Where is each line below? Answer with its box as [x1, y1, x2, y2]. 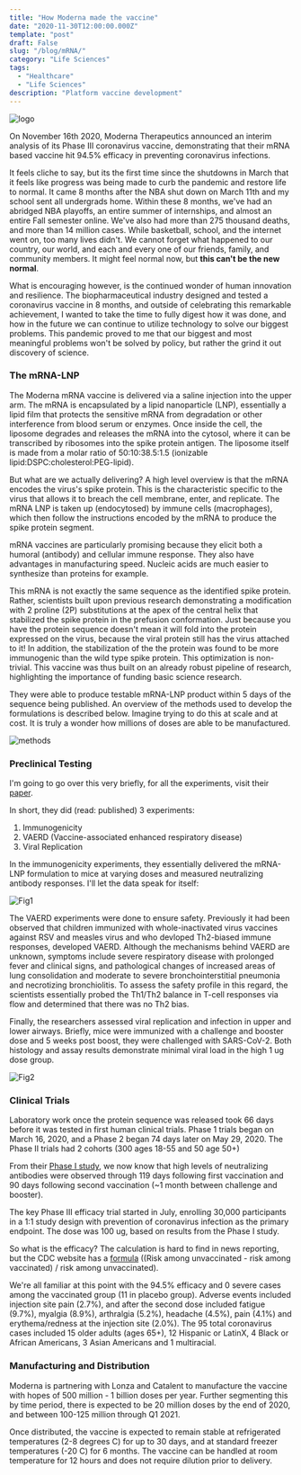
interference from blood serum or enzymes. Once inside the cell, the [9, 418, 263, 429]
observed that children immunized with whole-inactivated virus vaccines [9, 923, 279, 934]
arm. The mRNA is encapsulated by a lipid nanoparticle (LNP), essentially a [9, 399, 287, 410]
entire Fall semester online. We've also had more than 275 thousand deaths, [9, 215, 290, 226]
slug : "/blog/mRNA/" [9, 47, 87, 56]
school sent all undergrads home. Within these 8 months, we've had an [9, 195, 272, 207]
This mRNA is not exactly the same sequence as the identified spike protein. [9, 586, 291, 596]
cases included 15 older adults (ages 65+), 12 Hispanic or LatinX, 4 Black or [9, 1327, 289, 1338]
